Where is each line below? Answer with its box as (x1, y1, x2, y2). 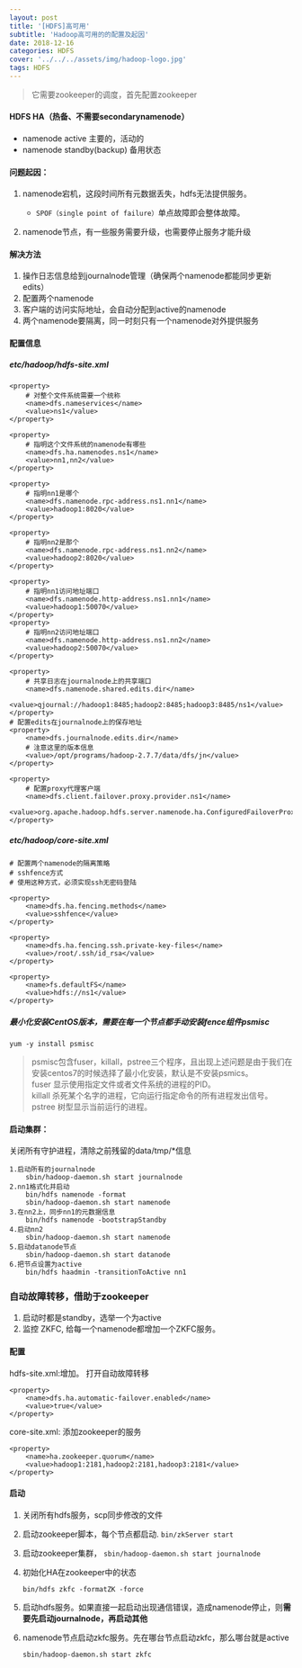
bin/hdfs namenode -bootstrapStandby (25, 1215, 167, 1224)
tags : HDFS (9, 64, 50, 73)
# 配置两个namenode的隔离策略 (9, 859, 111, 868)
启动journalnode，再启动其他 (38, 1612, 148, 1624)
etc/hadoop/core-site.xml (9, 834, 110, 846)
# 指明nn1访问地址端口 (25, 587, 100, 596)
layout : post (9, 13, 58, 22)
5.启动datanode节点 (9, 1242, 77, 1251)
